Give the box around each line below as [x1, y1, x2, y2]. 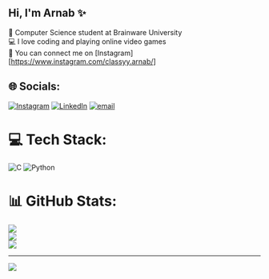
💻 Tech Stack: [8, 130, 107, 149]
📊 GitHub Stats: [8, 192, 118, 210]
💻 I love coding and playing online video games [8, 36, 167, 46]
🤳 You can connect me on [8, 48, 94, 58]
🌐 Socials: [8, 80, 61, 94]
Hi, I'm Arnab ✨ [8, 6, 86, 20]
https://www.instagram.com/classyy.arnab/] [10, 56, 156, 66]
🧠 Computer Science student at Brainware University [8, 27, 183, 37]
